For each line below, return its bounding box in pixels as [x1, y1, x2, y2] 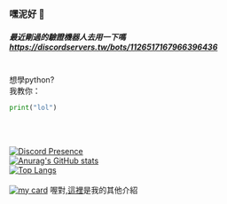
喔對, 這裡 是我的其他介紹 [50, 184, 138, 195]
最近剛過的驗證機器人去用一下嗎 [9, 31, 126, 42]
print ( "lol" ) [9, 103, 58, 112]
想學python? [9, 74, 55, 85]
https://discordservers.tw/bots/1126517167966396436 [9, 42, 218, 52]
